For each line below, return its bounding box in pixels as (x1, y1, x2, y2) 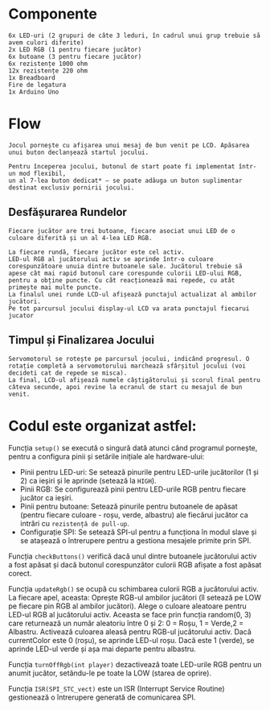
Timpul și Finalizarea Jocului (8, 334, 155, 347)
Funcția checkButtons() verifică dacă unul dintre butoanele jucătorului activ (8, 551, 257, 561)
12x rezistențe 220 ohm (8, 66, 88, 75)
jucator (8, 311, 35, 319)
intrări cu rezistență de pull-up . (19, 519, 130, 529)
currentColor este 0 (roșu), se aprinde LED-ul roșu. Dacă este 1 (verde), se (8, 636, 255, 646)
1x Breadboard (8, 73, 56, 81)
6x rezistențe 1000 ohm (8, 60, 88, 68)
